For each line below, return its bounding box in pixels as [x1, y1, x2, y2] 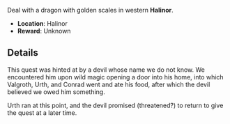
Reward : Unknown [17, 27, 71, 35]
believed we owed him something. [7, 87, 106, 96]
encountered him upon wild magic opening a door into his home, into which [7, 72, 224, 81]
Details [7, 47, 38, 59]
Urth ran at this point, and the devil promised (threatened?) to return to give [7, 101, 224, 109]
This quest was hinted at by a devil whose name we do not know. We [7, 65, 206, 74]
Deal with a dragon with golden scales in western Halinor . [7, 6, 174, 14]
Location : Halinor [17, 20, 68, 27]
